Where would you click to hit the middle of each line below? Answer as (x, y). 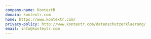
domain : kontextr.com (28, 15)
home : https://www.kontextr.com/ (41, 19)
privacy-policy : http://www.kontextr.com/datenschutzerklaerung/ (75, 24)
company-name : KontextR (30, 10)
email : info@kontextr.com (32, 29)
